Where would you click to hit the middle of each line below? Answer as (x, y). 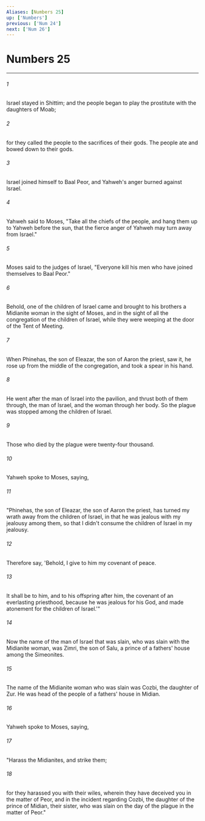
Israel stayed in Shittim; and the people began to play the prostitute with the (101, 103)
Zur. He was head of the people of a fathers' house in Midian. (83, 694)
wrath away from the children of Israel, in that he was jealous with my (94, 517)
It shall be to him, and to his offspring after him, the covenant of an (90, 595)
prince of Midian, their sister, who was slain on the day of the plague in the (100, 806)
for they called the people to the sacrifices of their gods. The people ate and (102, 142)
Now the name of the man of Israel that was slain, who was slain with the (98, 642)
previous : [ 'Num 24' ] (34, 23)
